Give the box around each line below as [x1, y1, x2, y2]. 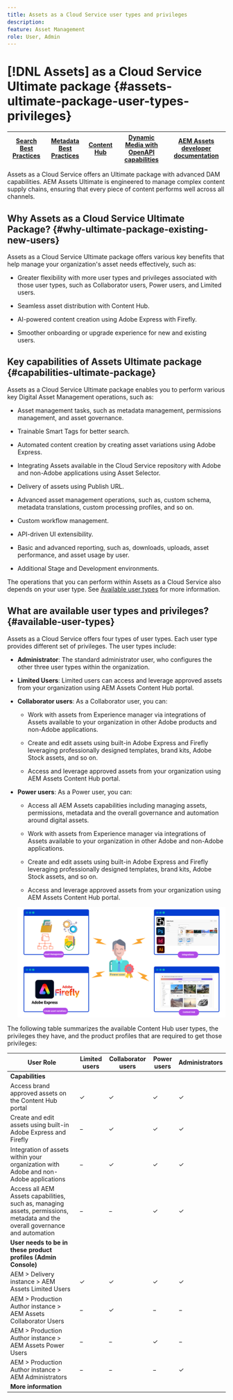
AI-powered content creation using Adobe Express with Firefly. [17, 315, 198, 323]
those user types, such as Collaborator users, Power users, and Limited [17, 281, 222, 289]
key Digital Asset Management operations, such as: [7, 392, 154, 401]
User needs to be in [10, 1238, 68, 1247]
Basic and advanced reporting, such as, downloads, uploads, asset [17, 543, 209, 551]
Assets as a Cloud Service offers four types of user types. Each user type [7, 634, 218, 642]
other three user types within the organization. [17, 662, 150, 671]
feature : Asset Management [7, 26, 85, 33]
